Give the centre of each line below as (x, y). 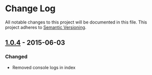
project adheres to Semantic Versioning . (46, 27)
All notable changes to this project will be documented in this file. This (76, 22)
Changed (16, 57)
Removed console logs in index (44, 67)
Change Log (30, 9)
